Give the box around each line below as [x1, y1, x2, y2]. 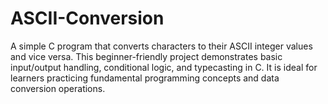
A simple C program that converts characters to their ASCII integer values [10, 40, 313, 52]
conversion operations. [10, 82, 106, 94]
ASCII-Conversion [10, 7, 165, 30]
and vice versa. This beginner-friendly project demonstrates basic [10, 50, 283, 62]
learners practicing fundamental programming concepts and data [10, 72, 280, 84]
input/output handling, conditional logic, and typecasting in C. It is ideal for [10, 61, 318, 73]
